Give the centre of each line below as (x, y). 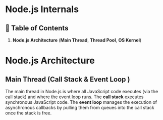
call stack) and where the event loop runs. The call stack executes (74, 97)
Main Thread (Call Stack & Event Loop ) (68, 79)
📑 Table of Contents (37, 28)
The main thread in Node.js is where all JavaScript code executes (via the (82, 91)
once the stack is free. (29, 113)
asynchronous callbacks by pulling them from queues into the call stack (80, 108)
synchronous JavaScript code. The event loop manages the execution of (81, 102)
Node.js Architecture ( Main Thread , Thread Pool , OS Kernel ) (77, 40)
